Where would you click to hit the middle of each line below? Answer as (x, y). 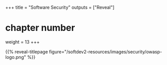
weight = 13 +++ (22, 42)
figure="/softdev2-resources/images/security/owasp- (106, 52)
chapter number (40, 28)
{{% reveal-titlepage (27, 52)
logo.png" (16, 57)
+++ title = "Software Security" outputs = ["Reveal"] (60, 7)
